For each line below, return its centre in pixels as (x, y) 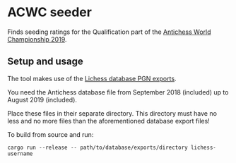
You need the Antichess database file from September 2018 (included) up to (118, 92)
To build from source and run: (51, 134)
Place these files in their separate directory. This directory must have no (112, 113)
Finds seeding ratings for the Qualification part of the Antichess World (109, 32)
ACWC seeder (49, 12)
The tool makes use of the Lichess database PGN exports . (92, 78)
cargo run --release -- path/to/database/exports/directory (98, 147)
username (20, 153)
